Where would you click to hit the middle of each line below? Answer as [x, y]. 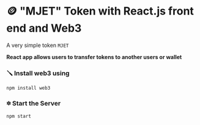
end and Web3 [44, 28]
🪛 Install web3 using [38, 73]
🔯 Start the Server [34, 104]
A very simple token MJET [38, 45]
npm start [19, 116]
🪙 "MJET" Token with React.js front [100, 11]
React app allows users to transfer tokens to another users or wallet [94, 57]
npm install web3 [28, 88]
